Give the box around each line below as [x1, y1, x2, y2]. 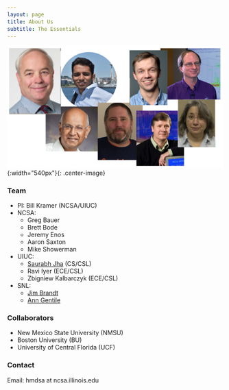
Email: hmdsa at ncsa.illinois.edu [7, 376, 99, 384]
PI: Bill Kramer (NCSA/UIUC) [16, 202, 97, 210]
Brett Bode [27, 223, 58, 232]
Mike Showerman [27, 245, 77, 254]
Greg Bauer [27, 216, 60, 224]
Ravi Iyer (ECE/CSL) [27, 267, 84, 276]
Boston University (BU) [16, 336, 82, 344]
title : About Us [7, 18, 53, 25]
